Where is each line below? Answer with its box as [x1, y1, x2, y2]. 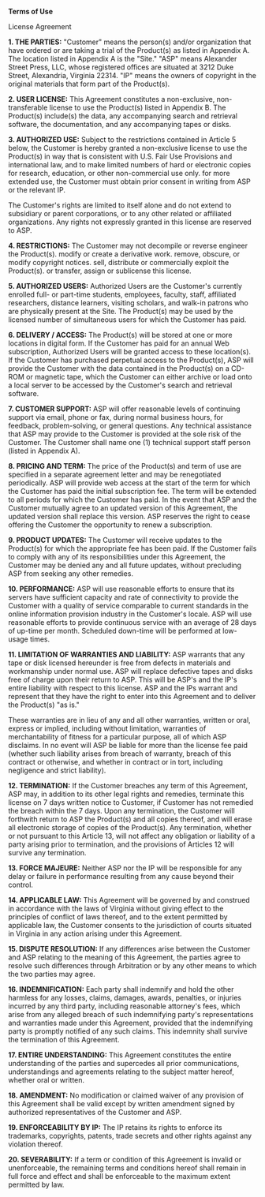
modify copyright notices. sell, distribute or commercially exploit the [8, 258, 230, 267]
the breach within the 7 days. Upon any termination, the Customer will [8, 806, 235, 815]
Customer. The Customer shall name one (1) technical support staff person [8, 438, 251, 447]
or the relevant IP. [8, 185, 65, 194]
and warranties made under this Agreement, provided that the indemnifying [8, 1018, 254, 1027]
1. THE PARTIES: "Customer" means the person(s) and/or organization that [8, 37, 252, 47]
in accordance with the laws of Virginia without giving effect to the [8, 903, 224, 913]
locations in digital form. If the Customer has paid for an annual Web [8, 339, 230, 348]
